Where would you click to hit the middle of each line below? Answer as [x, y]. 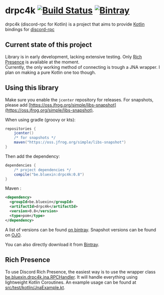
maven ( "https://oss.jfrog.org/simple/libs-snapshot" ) [70, 143]
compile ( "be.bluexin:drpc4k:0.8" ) [49, 175]
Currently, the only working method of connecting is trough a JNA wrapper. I [82, 67]
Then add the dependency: [32, 156]
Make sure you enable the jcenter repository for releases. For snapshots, [79, 100]
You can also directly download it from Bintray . [52, 244]
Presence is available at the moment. [42, 62]
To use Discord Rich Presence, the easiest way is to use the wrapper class [80, 272]
